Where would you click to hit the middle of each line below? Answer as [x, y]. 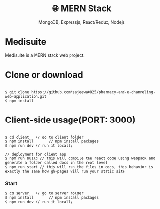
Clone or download [44, 75]
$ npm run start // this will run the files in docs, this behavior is [79, 167]
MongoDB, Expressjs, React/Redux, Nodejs [82, 22]
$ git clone [17, 92]
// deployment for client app [36, 154]
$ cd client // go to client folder [44, 137]
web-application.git [26, 96]
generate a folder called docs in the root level [56, 163]
